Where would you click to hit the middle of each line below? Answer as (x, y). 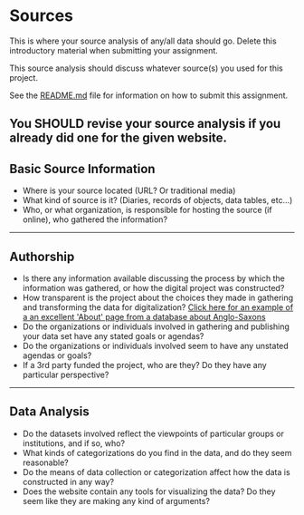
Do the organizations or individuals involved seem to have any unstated (156, 345)
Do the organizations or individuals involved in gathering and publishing (156, 326)
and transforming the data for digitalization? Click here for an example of (158, 307)
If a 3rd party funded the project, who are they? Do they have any (144, 364)
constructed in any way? (68, 481)
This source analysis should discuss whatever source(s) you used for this (146, 68)
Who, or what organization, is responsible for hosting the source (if (147, 210)
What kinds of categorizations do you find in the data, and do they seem (157, 452)
